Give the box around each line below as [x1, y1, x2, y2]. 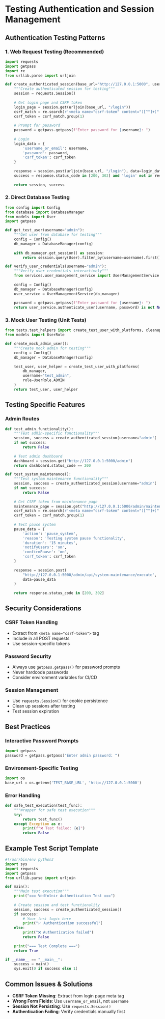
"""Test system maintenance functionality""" [14, 477, 109, 481]
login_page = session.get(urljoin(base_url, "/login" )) [14, 105, 131, 110]
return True [14, 948, 38, 953]
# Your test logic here [23, 916, 71, 921]
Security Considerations [5, 604, 82, 613]
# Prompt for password [14, 123, 60, 128]
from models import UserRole [5, 333, 65, 338]
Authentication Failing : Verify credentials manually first [12, 1008, 125, 1014]
